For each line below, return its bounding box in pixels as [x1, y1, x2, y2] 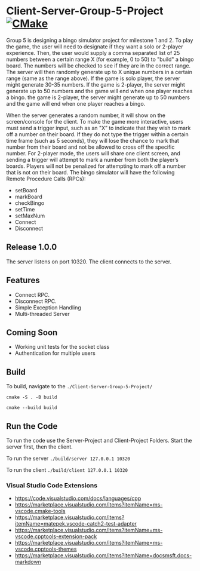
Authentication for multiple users [14, 349, 96, 357]
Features [6, 275, 40, 285]
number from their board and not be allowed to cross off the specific [6, 143, 175, 151]
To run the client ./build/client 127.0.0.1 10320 [6, 466, 128, 473]
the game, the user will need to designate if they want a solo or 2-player [6, 43, 183, 50]
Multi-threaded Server [14, 310, 70, 317]
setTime [14, 205, 35, 213]
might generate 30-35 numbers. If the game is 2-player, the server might [6, 81, 185, 88]
